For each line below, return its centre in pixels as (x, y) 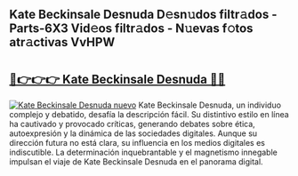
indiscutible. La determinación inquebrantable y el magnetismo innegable (143, 152)
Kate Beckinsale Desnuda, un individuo (210, 105)
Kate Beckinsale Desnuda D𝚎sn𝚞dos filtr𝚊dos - (143, 15)
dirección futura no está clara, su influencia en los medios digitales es (137, 143)
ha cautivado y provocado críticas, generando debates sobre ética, (132, 124)
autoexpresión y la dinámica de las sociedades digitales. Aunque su (133, 133)
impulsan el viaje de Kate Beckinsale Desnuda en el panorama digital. (137, 162)
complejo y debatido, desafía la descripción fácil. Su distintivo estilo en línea (149, 114)
